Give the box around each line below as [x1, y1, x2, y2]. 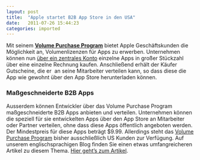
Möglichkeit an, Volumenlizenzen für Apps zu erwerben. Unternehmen [6, 49, 180, 56]
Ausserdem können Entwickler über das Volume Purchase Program [6, 102, 172, 110]
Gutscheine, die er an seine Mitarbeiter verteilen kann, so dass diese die [6, 67, 187, 75]
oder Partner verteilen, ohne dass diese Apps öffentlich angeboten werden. [6, 121, 193, 129]
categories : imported [6, 25, 61, 32]
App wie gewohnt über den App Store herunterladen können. [6, 74, 157, 81]
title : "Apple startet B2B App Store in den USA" [6, 14, 136, 20]
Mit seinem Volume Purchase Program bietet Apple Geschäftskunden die [6, 42, 189, 49]
